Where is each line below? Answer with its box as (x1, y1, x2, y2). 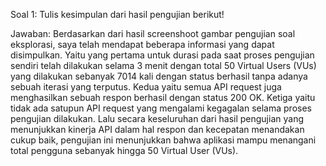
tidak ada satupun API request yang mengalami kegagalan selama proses (10, 102, 312, 114)
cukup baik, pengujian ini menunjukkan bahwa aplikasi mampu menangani (10, 134, 317, 146)
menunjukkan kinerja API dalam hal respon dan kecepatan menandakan (10, 124, 305, 135)
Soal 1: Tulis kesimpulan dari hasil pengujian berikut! (10, 9, 225, 20)
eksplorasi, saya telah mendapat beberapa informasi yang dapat (10, 39, 275, 50)
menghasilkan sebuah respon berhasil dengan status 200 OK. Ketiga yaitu (10, 92, 316, 103)
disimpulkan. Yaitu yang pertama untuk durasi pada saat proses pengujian (10, 49, 315, 61)
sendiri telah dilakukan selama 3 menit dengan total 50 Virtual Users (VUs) (10, 60, 317, 71)
